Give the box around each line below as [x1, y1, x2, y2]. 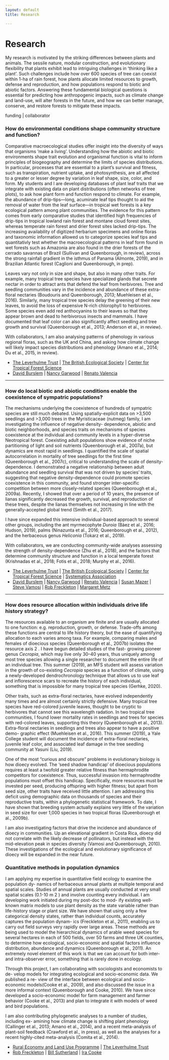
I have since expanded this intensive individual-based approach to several [5, 516, 159, 522]
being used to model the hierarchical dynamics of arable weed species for [5, 929, 159, 935]
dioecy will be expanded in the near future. [5, 852, 94, 858]
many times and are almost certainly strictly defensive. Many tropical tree [5, 698, 157, 705]
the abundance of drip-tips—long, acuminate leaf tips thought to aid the [5, 196, 154, 202]
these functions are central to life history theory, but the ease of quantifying [5, 630, 162, 636]
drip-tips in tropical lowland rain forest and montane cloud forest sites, [5, 217, 151, 224]
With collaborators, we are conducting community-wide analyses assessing [5, 542, 162, 549]
